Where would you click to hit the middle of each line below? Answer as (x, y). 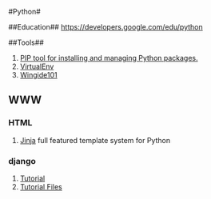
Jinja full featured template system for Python (95, 140)
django (22, 161)
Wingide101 (38, 75)
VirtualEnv (37, 66)
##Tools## (26, 42)
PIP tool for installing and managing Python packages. (109, 58)
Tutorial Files (41, 186)
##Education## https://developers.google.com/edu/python (105, 27)
